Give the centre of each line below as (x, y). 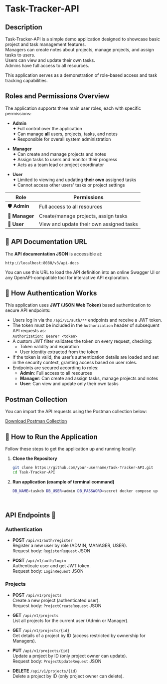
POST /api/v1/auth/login (39, 561)
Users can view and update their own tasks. (50, 60)
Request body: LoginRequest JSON (48, 571)
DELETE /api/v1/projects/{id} (45, 671)
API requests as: (29, 331)
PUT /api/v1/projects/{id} (41, 650)
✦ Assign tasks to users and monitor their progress (65, 159)
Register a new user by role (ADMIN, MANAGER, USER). (70, 546)
